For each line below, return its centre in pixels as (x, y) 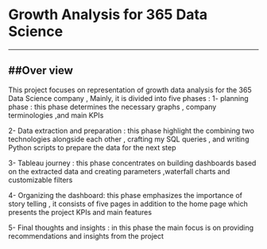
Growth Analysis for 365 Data (108, 15)
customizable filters (41, 180)
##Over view (41, 70)
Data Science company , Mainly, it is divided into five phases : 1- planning (128, 98)
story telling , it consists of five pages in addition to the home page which (128, 204)
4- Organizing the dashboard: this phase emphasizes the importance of (126, 195)
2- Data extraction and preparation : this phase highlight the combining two (131, 130)
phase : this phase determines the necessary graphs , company (112, 107)
